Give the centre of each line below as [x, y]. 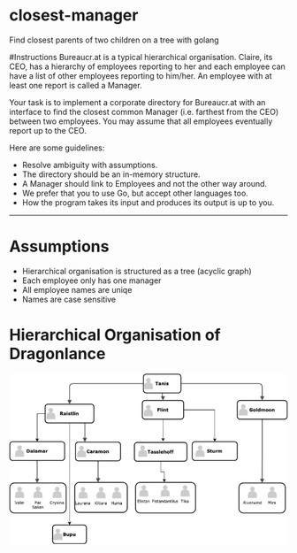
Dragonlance [57, 354]
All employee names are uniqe [77, 289]
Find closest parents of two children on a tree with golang [114, 40]
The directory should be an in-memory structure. [111, 174]
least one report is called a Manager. [76, 85]
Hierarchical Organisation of [115, 335]
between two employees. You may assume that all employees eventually [141, 121]
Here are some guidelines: [57, 148]
